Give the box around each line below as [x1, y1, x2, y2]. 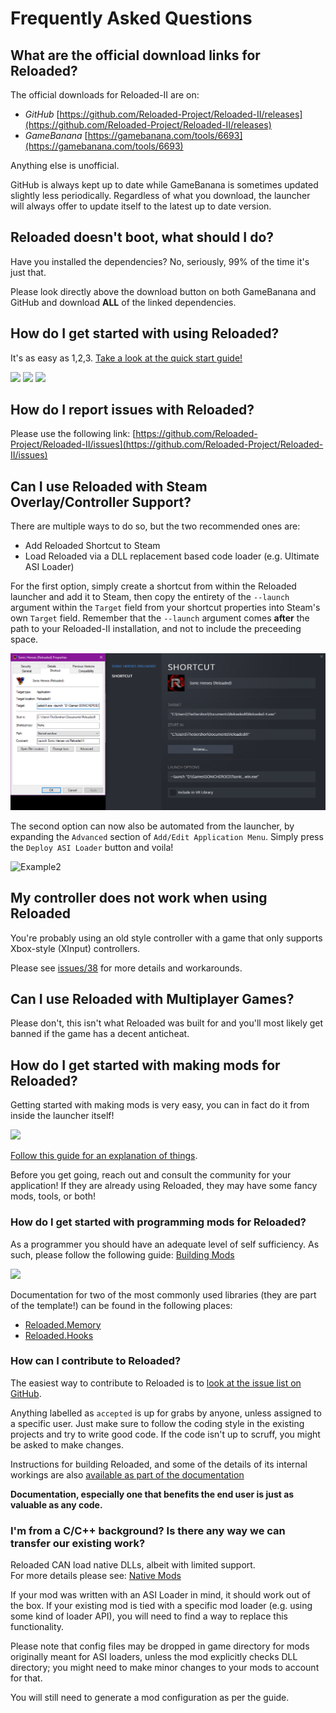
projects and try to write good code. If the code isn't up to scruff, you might [10, 1428, 321, 1440]
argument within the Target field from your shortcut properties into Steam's [10, 602, 321, 614]
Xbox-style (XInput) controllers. [10, 942, 141, 954]
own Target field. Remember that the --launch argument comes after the [10, 612, 310, 624]
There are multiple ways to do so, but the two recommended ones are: [10, 520, 301, 532]
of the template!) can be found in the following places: [10, 1299, 233, 1311]
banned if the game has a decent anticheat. [10, 1028, 190, 1040]
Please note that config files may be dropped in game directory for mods [10, 1640, 310, 1652]
